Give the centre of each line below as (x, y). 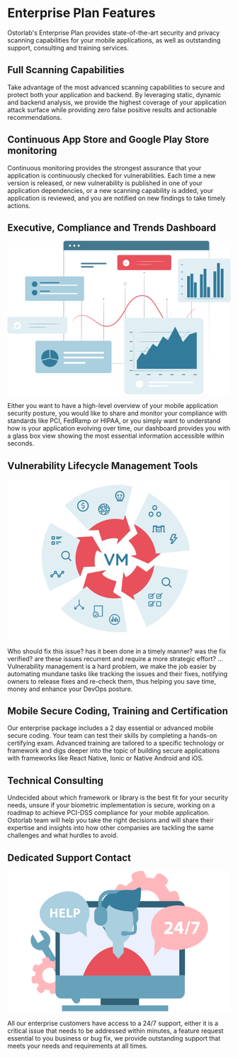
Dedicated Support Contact (69, 857)
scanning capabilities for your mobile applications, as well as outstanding (114, 40)
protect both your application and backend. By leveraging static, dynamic (114, 94)
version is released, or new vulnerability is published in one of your (105, 183)
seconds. (21, 443)
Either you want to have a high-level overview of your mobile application (113, 406)
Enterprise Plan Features (81, 13)
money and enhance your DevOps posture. (70, 689)
